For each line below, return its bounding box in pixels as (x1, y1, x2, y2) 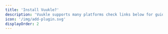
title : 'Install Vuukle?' (5, 7, 59, 12)
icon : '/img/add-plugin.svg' (5, 16, 66, 21)
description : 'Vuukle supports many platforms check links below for (5, 12, 153, 17)
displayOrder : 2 (5, 21, 39, 26)
